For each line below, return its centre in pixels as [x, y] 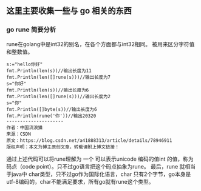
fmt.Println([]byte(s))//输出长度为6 [52, 109]
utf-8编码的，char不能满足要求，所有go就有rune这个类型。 [80, 181]
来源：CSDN [19, 134]
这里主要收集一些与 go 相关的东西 [69, 11]
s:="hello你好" [25, 64]
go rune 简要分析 [31, 30]
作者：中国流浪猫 [25, 127]
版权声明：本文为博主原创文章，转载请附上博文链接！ [63, 147]
